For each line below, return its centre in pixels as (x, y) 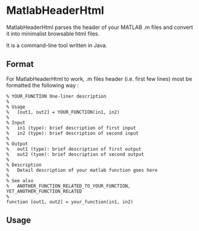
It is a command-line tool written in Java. (57, 45)
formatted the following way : (43, 85)
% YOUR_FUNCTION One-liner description (56, 96)
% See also (20, 181)
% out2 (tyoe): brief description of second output (75, 154)
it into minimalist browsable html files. (53, 33)
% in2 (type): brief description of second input (72, 133)
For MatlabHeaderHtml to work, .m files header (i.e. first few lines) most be (99, 78)
